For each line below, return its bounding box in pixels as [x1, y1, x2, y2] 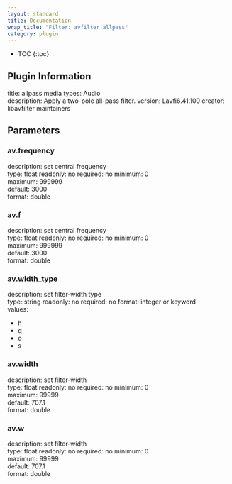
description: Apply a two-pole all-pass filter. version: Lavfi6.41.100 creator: [7, 97, 225, 105]
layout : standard [7, 10, 59, 18]
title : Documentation [7, 17, 72, 24]
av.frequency [7, 146, 55, 156]
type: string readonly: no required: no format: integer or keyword [7, 297, 197, 306]
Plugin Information [7, 70, 92, 82]
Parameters [7, 125, 60, 137]
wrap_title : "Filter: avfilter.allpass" [7, 23, 129, 31]
